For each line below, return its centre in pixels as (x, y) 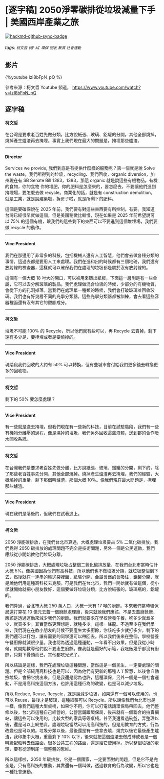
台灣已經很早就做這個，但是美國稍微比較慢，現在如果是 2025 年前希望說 (78, 215)
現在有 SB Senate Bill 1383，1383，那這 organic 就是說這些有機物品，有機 (83, 180)
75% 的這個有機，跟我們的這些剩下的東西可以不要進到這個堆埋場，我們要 (84, 221)
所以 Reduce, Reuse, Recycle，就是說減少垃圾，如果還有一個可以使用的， (79, 694)
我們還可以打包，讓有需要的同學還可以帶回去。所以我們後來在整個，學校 (78, 636)
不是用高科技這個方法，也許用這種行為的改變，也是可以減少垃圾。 (80, 683)
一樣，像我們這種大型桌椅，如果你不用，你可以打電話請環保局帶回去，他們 (80, 706)
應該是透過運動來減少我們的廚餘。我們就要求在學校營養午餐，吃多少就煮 (78, 618)
